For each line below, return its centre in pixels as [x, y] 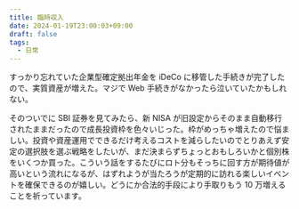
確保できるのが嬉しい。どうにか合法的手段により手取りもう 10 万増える [155, 185]
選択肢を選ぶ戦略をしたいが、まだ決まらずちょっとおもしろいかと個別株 [157, 151]
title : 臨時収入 [36, 17]
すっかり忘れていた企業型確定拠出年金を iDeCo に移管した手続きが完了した [147, 77]
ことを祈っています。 [48, 196]
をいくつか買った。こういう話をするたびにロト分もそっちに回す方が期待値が [149, 163]
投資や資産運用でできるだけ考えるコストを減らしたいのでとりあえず [157, 141]
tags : [19, 42]
